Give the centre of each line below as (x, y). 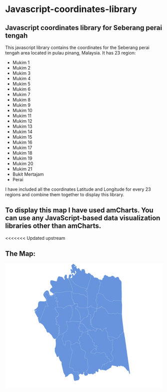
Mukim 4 (21, 78)
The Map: (20, 254)
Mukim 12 (22, 121)
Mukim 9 (21, 105)
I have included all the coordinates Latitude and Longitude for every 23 (78, 189)
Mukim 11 (22, 116)
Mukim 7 (21, 94)
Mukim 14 (22, 132)
